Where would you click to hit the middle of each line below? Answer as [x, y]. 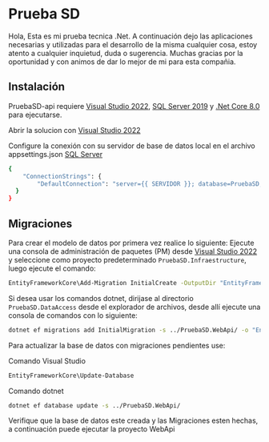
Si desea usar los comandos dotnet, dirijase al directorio [101, 298]
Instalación [37, 87]
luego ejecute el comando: [52, 268]
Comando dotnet [36, 391]
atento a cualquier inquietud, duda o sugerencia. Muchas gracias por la [126, 53]
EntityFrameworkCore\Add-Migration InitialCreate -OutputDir [112, 283]
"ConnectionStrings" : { [62, 176]
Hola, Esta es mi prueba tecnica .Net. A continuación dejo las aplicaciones [131, 36]
